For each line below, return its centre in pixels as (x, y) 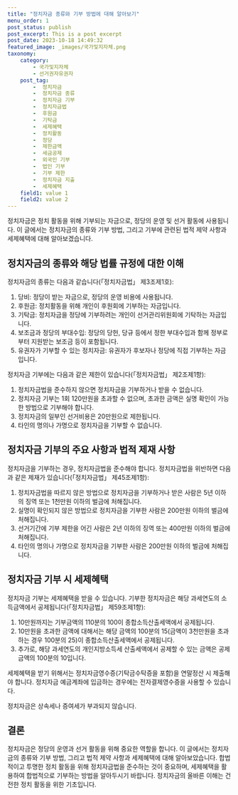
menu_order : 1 (28, 21)
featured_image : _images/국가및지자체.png (67, 47)
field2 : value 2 (44, 200)
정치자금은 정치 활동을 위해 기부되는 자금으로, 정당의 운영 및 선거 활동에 (106, 221)
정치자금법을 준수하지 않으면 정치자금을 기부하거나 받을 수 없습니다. (110, 389)
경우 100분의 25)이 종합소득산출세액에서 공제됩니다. (103, 640)
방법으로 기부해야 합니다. (60, 407)
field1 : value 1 (44, 193)
